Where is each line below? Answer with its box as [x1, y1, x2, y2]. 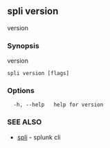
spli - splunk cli [17, 133, 61, 141]
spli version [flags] [7, 70, 70, 77]
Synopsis [7, 41, 39, 50]
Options [7, 86, 35, 96]
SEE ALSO [7, 117, 42, 127]
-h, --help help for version [13, 101, 104, 109]
